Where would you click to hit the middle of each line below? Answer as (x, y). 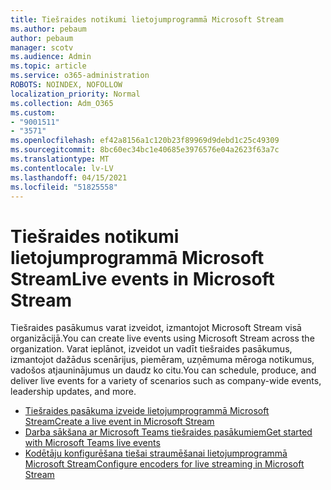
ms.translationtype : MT (60, 159)
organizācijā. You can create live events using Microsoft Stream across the (162, 338)
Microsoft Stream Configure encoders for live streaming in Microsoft (164, 464)
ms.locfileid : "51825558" (64, 187)
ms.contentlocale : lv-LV (62, 168)
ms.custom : (33, 112)
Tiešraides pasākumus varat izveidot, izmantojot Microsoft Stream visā (156, 328)
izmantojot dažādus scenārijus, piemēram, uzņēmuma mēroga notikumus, (162, 360)
